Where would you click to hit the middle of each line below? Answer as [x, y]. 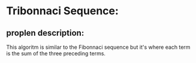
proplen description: [45, 33]
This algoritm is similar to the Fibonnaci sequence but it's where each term [98, 47]
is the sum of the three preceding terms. [56, 53]
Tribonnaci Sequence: [62, 11]
